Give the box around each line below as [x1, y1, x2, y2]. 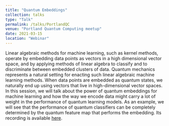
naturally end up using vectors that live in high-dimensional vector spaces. [5, 82, 163, 88]
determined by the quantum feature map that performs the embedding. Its [5, 109, 162, 115]
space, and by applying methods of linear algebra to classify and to [5, 61, 147, 67]
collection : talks [5, 12, 45, 17]
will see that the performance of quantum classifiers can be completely [5, 104, 156, 110]
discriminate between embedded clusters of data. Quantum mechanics [5, 66, 155, 72]
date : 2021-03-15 [5, 31, 43, 36]
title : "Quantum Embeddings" [5, 7, 68, 13]
